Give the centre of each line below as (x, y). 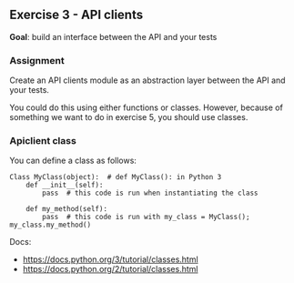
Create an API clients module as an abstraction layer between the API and (147, 80)
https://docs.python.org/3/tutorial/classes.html (110, 259)
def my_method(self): (66, 209)
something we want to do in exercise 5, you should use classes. (129, 117)
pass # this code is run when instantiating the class (150, 193)
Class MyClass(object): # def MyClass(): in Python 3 (116, 177)
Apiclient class (43, 141)
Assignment (37, 60)
